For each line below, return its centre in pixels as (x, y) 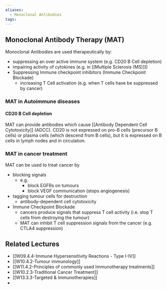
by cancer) (31, 88)
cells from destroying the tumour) (55, 217)
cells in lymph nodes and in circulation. (46, 141)
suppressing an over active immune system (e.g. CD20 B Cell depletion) (87, 62)
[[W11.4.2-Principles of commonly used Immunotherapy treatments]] (83, 267)
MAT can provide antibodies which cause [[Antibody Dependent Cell (76, 125)
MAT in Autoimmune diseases (43, 101)
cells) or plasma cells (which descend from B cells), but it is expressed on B (83, 135)
